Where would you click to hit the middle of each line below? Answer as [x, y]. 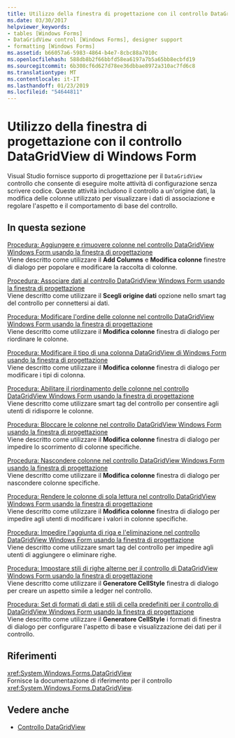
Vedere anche [38, 710]
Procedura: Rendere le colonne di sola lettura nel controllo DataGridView [112, 496]
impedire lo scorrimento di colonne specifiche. [74, 447]
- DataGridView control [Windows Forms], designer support [95, 40]
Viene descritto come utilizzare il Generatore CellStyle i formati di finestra [114, 619]
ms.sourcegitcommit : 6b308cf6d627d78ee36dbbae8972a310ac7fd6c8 [101, 66]
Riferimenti [32, 656]
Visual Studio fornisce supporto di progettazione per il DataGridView [105, 176]
